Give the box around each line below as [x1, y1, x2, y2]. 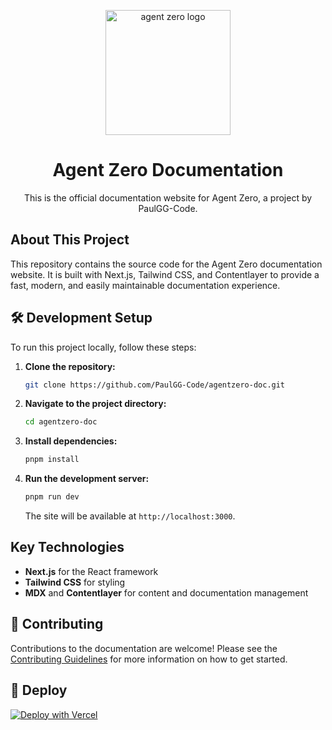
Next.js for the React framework [24, 565, 159, 577]
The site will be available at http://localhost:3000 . [24, 510, 236, 522]
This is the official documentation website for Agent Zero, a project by [23, 191, 313, 204]
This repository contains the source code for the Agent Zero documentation [10, 258, 323, 270]
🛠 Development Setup [10, 310, 153, 327]
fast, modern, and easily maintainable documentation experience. [10, 279, 281, 291]
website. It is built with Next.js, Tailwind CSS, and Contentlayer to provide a [10, 268, 320, 280]
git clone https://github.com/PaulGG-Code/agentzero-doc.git [24, 380, 286, 390]
